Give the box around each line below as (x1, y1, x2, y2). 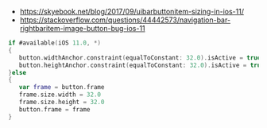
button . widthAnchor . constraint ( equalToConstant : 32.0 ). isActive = (18, 53, 244, 62)
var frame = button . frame (18, 83, 105, 91)
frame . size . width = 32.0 (18, 91, 102, 99)
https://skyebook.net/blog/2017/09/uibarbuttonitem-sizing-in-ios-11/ (19, 7, 245, 16)
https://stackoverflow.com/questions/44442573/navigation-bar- (19, 15, 231, 25)
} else (8, 68, 26, 76)
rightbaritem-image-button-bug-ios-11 (19, 24, 145, 33)
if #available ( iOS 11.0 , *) (8, 39, 102, 47)
